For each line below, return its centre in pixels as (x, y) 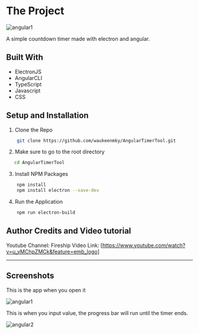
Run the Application (39, 202)
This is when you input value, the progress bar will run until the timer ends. (97, 313)
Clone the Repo (34, 130)
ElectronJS (28, 72)
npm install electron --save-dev (58, 191)
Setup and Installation (47, 116)
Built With (25, 57)
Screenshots (30, 276)
